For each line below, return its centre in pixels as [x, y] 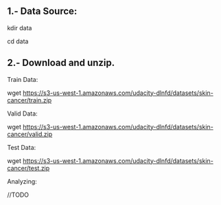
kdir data [20, 28]
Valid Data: [22, 114]
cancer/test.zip [28, 168]
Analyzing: [22, 181]
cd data [18, 41]
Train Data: [23, 79]
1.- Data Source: [42, 11]
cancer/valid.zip [30, 134]
